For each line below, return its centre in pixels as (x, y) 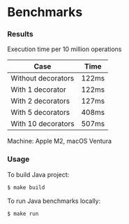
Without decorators (43, 78)
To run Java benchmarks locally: (54, 201)
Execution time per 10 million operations (64, 49)
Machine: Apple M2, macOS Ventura (60, 141)
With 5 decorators (40, 113)
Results (20, 34)
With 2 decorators (40, 101)
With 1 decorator (38, 90)
